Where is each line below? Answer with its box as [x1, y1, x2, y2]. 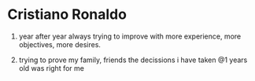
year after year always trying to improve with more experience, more [18, 31, 242, 41]
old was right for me [18, 63, 84, 72]
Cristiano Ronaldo [7, 6, 128, 24]
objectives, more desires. [18, 39, 102, 49]
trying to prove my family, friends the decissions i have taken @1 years [18, 55, 248, 64]
